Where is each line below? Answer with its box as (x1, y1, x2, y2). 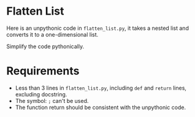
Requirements (6, 64, 80, 78)
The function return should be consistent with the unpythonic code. (15, 104, 186, 111)
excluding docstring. (15, 90, 67, 98)
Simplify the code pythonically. (6, 43, 85, 50)
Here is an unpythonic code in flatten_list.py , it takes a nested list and (6, 24, 189, 32)
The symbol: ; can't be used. (15, 97, 89, 104)
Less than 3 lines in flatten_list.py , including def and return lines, (15, 84, 187, 91)
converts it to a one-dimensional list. (6, 30, 99, 38)
